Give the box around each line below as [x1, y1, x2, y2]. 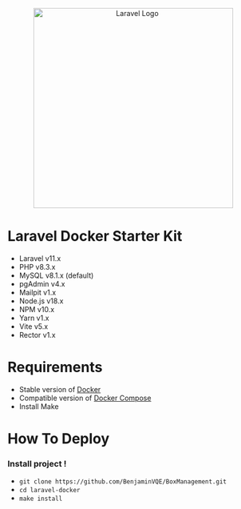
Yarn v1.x [18, 313, 49, 323]
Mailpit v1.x [18, 287, 57, 297]
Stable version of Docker [18, 384, 101, 394]
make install [18, 495, 63, 503]
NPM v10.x [18, 304, 55, 314]
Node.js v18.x [18, 296, 64, 306]
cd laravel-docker [18, 487, 81, 495]
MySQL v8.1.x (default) [18, 271, 94, 280]
